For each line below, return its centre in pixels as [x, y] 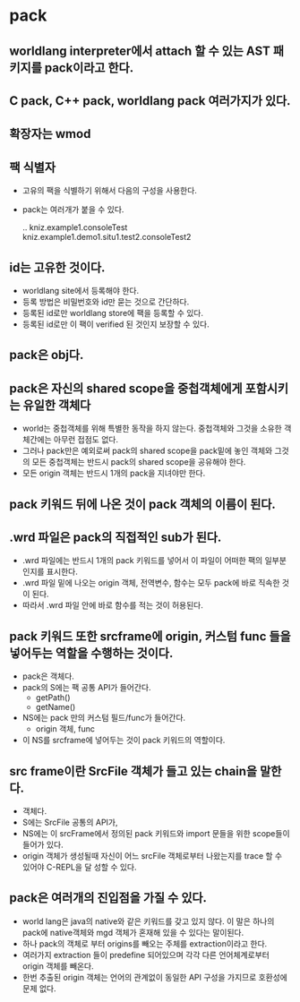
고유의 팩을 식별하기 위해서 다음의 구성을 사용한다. [109, 191]
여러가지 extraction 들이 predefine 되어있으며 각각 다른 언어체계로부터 [146, 955]
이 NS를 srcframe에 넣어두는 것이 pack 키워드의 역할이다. [124, 741]
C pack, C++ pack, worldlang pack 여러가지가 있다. [150, 101]
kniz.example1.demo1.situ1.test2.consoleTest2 [107, 237]
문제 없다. [39, 988]
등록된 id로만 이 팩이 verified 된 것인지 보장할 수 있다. [116, 324]
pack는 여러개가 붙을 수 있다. [73, 210]
